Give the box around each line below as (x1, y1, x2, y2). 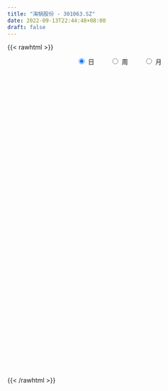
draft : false (7, 23, 46, 31)
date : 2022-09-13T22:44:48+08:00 (7, 17, 106, 24)
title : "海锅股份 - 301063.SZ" (7, 10, 96, 18)
